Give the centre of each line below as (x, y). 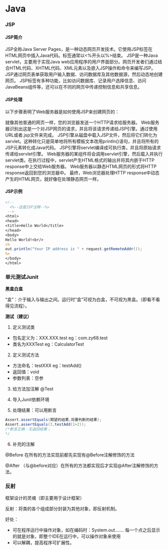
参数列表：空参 (28, 378)
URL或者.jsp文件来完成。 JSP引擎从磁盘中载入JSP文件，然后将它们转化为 (81, 135)
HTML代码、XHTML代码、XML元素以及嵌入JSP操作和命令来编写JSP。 (82, 68)
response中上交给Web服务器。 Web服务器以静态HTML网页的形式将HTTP (81, 166)
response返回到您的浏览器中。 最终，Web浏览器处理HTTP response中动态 (82, 173)
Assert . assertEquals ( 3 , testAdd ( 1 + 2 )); (46, 425)
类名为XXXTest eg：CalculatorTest (48, 344)
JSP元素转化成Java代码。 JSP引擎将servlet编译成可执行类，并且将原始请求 (83, 147)
